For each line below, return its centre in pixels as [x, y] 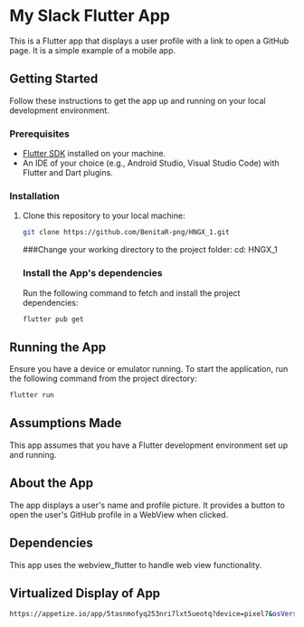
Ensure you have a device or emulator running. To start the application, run [149, 369]
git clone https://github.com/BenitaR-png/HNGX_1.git [126, 233]
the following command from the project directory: [103, 379]
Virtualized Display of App [85, 593]
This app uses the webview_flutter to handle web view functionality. [136, 565]
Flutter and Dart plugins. [67, 173]
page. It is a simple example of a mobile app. [93, 50]
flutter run [32, 395]
